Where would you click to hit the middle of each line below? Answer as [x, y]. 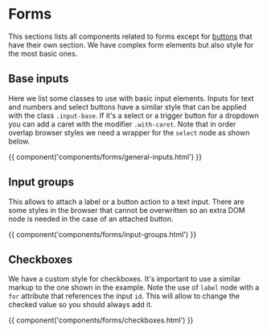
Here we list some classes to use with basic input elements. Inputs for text [131, 98]
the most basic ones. [43, 53]
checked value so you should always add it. [80, 305]
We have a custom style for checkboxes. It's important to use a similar [125, 279]
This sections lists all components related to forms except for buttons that [130, 36]
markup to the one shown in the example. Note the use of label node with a [134, 288]
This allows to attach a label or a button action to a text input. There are [127, 202]
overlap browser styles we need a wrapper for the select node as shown [129, 132]
